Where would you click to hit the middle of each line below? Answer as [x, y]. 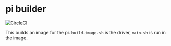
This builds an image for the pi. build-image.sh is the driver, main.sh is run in [86, 32]
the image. [17, 38]
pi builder [26, 9]
